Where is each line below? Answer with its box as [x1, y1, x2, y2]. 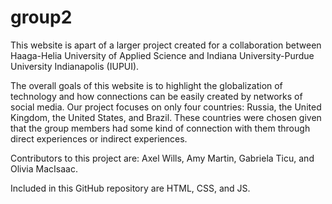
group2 [10, 6, 73, 29]
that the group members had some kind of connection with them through [10, 122, 311, 134]
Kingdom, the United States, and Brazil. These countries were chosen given [10, 111, 322, 123]
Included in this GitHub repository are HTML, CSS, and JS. [10, 182, 251, 194]
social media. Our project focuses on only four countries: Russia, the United [10, 101, 322, 113]
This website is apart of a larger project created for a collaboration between [10, 39, 322, 51]
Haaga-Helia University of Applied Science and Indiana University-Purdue [10, 49, 315, 61]
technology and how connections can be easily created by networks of [10, 90, 303, 102]
